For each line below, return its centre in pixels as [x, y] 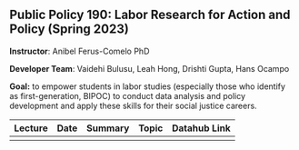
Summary [108, 128]
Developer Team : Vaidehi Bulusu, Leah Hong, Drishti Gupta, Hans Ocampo [149, 68]
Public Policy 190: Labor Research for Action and [150, 15]
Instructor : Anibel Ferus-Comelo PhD [80, 51]
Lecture [31, 128]
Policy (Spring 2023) [69, 30]
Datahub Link [201, 128]
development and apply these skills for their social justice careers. [133, 105]
